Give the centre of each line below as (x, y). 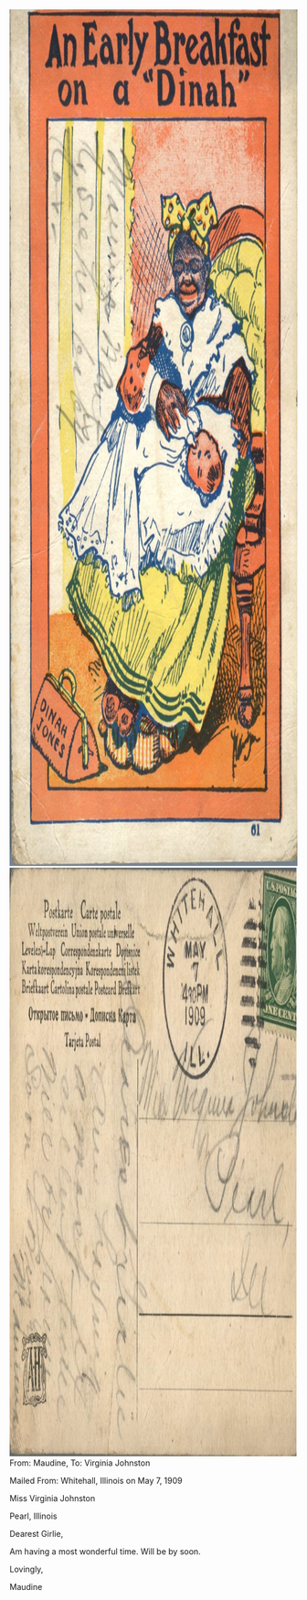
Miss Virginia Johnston (53, 1498)
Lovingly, (26, 1569)
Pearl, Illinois (33, 1516)
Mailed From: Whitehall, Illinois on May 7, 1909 (96, 1481)
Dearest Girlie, (37, 1534)
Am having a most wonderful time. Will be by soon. (105, 1552)
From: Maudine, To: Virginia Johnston (80, 1463)
